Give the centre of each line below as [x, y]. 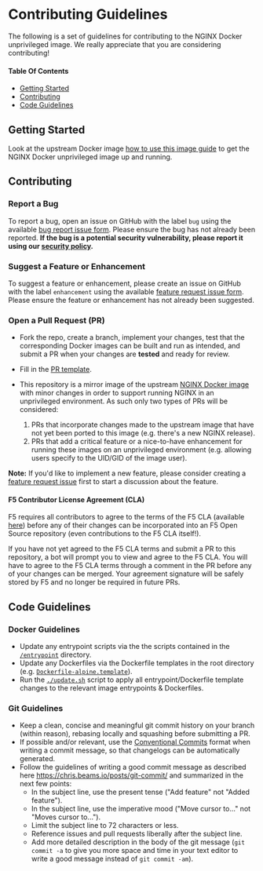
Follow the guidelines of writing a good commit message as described [133, 767]
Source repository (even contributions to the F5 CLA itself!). [105, 534]
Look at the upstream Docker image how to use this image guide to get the [129, 148]
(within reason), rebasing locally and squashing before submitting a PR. [135, 734]
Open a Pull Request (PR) [57, 320]
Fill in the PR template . [55, 370]
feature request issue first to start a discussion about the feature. [113, 482]
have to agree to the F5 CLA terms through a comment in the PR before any [130, 566]
